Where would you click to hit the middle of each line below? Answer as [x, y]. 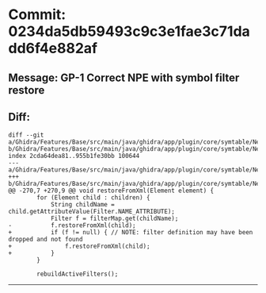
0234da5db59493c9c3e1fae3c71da [129, 31]
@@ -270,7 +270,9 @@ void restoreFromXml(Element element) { [111, 191]
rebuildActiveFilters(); [78, 274]
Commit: [37, 15]
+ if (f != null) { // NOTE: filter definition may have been [131, 233]
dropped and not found [46, 240]
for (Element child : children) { [93, 198]
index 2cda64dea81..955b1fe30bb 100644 [74, 156]
